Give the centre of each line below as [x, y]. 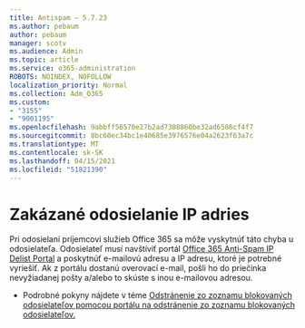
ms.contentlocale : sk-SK [56, 152]
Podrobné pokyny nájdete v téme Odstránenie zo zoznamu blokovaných [157, 295]
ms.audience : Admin [46, 52]
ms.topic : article [44, 60]
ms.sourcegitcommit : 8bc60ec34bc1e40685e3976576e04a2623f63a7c [132, 136]
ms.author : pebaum [44, 26]
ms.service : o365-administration [73, 69]
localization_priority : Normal [69, 85]
